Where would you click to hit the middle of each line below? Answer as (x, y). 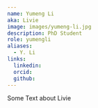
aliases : (20, 46)
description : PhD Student (44, 33)
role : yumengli (29, 40)
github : (25, 78)
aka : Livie (23, 20)
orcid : (23, 72)
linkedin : (27, 65)
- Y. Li (25, 53)
